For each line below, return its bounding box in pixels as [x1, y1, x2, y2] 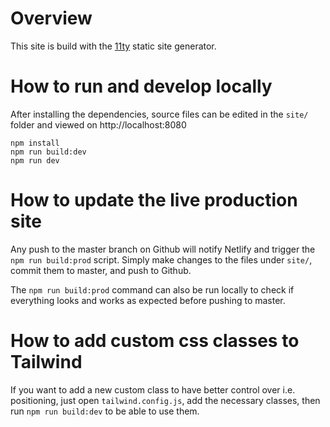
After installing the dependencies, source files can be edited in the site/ [10, 108, 309, 120]
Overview [10, 7, 93, 30]
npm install [10, 138, 60, 148]
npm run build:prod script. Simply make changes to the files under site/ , [10, 253, 313, 266]
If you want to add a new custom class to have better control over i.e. [10, 383, 296, 396]
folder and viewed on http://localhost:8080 [10, 118, 187, 131]
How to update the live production [10, 189, 298, 212]
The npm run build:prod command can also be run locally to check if [10, 283, 295, 296]
